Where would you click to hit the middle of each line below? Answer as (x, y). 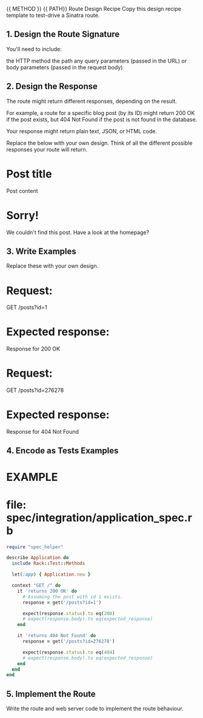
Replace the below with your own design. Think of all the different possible (99, 143)
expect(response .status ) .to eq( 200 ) (68, 613)
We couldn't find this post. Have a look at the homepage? (78, 232)
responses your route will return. (47, 149)
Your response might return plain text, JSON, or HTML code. (82, 131)
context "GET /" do (36, 586)
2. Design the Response (52, 87)
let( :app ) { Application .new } (51, 574)
